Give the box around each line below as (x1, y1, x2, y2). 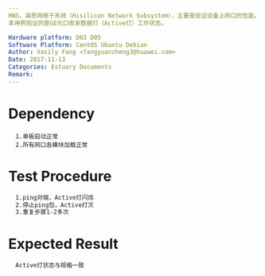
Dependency (8, 104, 95, 122)
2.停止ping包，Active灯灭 (15, 200, 94, 209)
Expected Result (8, 235, 119, 253)
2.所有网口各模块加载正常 (15, 141, 88, 149)
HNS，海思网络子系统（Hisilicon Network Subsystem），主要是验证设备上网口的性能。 (8, 11, 261, 20)
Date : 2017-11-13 (8, 56, 66, 64)
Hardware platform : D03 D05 (8, 33, 102, 41)
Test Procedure (8, 167, 112, 185)
